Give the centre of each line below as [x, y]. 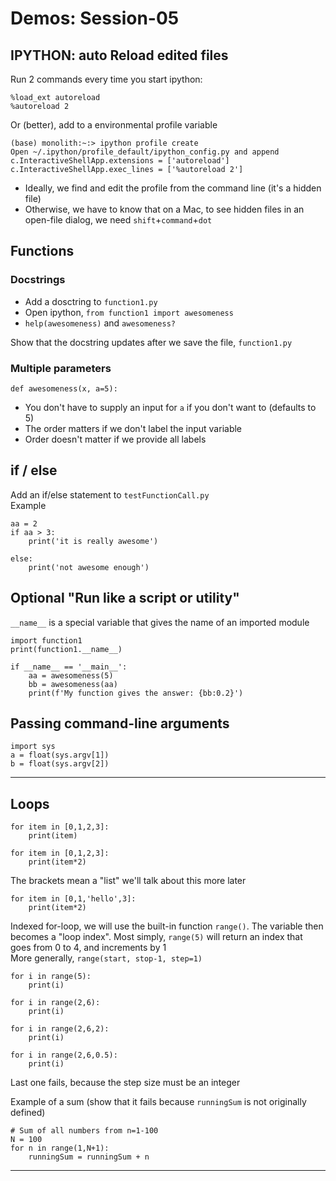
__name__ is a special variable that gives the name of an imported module [160, 622]
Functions [42, 251]
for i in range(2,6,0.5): [64, 1055]
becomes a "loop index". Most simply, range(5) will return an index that [156, 937]
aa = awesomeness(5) [71, 675]
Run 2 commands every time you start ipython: [106, 79]
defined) [28, 1113]
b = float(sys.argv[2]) [60, 764]
